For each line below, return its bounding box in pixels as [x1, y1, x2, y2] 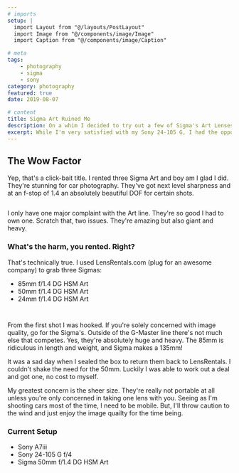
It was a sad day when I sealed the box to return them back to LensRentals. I [7, 357, 231, 366]
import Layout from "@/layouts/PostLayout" [14, 23, 144, 31]
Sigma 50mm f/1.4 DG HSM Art [17, 458, 109, 467]
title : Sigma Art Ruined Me [7, 115, 91, 123]
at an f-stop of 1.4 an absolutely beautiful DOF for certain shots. [7, 189, 194, 198]
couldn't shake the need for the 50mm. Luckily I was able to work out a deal [7, 364, 230, 373]
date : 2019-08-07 [7, 96, 59, 103]
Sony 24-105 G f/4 [17, 450, 73, 459]
